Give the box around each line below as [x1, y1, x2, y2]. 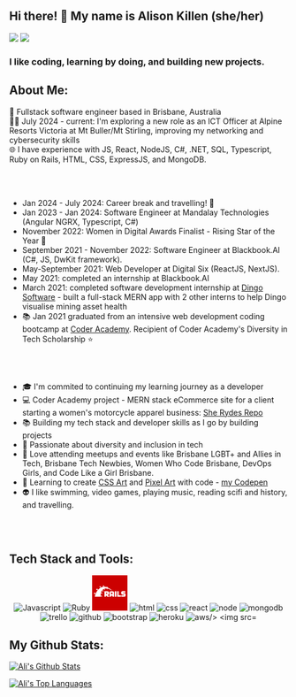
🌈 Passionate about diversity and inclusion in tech [21, 439, 203, 449]
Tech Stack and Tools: [9, 551, 134, 566]
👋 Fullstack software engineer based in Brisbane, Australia [9, 106, 222, 117]
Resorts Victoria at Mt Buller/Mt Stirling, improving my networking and [9, 125, 264, 135]
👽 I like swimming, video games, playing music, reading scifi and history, [21, 486, 288, 497]
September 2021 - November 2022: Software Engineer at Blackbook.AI [21, 244, 281, 255]
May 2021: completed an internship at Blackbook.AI [21, 272, 210, 283]
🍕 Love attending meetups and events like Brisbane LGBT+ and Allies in [21, 448, 282, 459]
